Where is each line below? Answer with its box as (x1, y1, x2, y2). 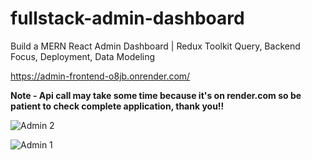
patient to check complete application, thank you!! (10, 100, 225, 112)
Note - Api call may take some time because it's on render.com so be (10, 89, 302, 101)
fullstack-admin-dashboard (10, 7, 245, 30)
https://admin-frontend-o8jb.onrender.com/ (10, 70, 191, 82)
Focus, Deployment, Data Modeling (10, 50, 156, 62)
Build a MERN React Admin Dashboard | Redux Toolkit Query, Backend (10, 40, 301, 52)
